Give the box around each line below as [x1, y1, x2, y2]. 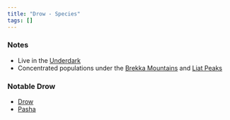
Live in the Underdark [17, 56, 81, 64]
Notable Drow [7, 81, 56, 91]
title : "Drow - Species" [7, 10, 81, 18]
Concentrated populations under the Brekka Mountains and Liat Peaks [17, 64, 223, 72]
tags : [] [7, 17, 33, 24]
